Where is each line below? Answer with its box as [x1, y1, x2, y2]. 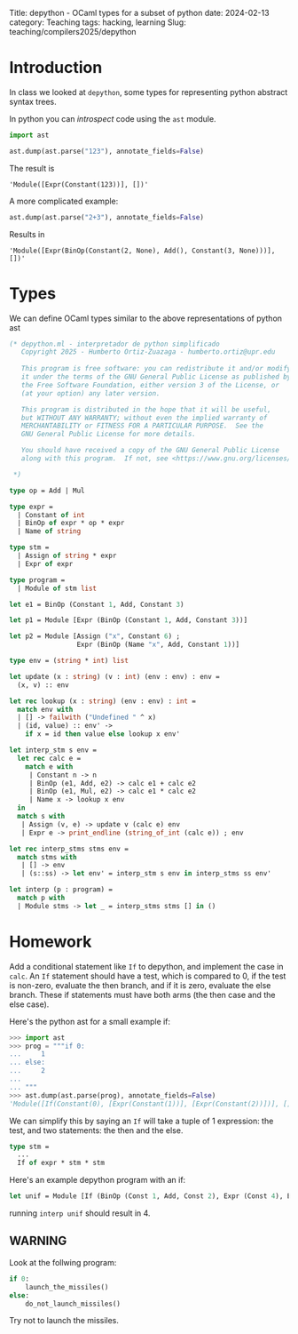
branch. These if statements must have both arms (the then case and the [9, 989, 276, 1000]
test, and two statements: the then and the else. [9, 1124, 184, 1136]
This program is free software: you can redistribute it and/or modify [20, 364, 292, 373]
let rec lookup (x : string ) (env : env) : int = [9, 697, 197, 706]
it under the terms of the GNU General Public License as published [20, 372, 279, 381]
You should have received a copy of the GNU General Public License [20, 446, 279, 455]
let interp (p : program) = [9, 885, 114, 894]
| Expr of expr [17, 559, 74, 568]
